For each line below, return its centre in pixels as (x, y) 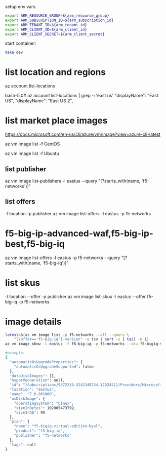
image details (33, 322)
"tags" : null (23, 445)
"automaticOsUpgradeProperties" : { (46, 362)
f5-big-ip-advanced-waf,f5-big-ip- (79, 233)
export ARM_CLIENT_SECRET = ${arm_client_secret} (55, 34)
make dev (14, 53)
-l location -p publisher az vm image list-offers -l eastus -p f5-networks (78, 213)
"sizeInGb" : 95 (30, 413)
